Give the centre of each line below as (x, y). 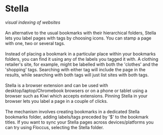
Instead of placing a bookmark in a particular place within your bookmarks (81, 54)
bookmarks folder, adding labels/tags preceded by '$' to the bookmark (77, 117)
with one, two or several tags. (35, 43)
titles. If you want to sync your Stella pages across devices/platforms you (80, 122)
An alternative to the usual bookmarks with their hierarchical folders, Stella (81, 33)
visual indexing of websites (33, 22)
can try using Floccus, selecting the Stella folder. (55, 127)
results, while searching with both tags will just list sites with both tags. (77, 75)
